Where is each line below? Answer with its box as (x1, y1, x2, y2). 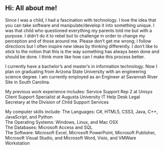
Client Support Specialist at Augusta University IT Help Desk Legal (5, 94, 140, 100)
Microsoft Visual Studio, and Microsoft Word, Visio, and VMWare (5, 135, 137, 141)
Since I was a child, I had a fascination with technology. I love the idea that (5, 17, 157, 23)
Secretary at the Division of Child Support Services (5, 99, 109, 105)
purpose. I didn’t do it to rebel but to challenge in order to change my (5, 33, 146, 38)
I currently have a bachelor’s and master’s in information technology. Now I (5, 63, 158, 69)
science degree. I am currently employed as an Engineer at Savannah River (5, 74, 158, 79)
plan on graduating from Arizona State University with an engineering (5, 69, 147, 75)
